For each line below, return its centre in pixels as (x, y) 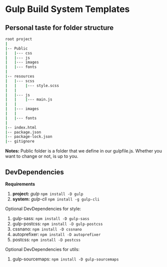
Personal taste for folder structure (59, 28)
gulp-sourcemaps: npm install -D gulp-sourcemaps (65, 259)
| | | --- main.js (29, 99)
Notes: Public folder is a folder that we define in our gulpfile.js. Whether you (84, 151)
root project (19, 39)
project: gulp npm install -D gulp (48, 193)
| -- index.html (21, 127)
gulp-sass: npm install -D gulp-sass (51, 218)
